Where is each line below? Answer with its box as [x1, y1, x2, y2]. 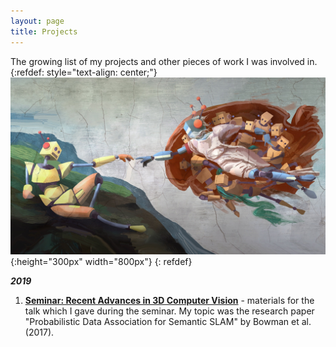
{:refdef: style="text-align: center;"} [10, 66, 158, 78]
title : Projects [10, 26, 78, 37]
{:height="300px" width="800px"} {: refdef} [10, 256, 193, 267]
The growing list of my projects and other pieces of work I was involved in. [10, 55, 318, 67]
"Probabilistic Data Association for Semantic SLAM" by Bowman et [24, 316, 300, 327]
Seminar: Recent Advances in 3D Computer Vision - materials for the [24, 295, 315, 306]
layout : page [10, 16, 65, 26]
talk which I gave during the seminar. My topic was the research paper [24, 305, 315, 317]
